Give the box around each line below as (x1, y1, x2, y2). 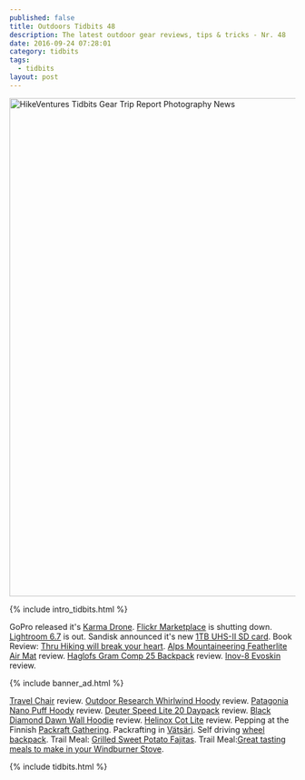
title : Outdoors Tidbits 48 (9, 22, 116, 31)
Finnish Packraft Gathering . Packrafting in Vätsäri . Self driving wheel (9, 724, 265, 735)
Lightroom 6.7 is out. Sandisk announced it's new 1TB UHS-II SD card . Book (9, 631, 292, 642)
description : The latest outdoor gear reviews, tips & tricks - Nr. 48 (9, 30, 286, 39)
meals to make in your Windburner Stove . (9, 743, 164, 755)
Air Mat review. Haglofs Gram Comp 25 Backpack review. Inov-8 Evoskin (9, 650, 281, 661)
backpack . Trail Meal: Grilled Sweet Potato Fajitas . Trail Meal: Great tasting (9, 734, 286, 745)
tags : (9, 55, 30, 65)
